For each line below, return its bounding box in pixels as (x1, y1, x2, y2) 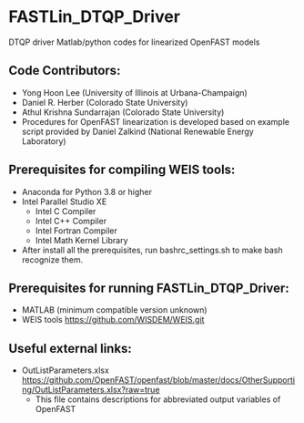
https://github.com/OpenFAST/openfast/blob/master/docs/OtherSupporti (21, 375, 296, 386)
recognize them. (21, 253, 84, 265)
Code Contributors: (8, 63, 121, 78)
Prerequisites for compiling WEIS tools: (8, 162, 236, 178)
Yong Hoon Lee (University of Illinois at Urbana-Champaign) (21, 87, 248, 98)
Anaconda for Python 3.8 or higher (21, 186, 152, 197)
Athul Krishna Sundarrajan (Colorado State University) (21, 107, 225, 118)
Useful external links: (8, 340, 133, 356)
